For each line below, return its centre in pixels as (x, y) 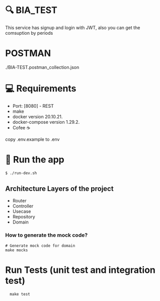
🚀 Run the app (35, 160)
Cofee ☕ (21, 127)
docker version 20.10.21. (37, 116)
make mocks (17, 250)
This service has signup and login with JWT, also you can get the (73, 27)
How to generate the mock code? (47, 235)
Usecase (22, 211)
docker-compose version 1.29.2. (46, 122)
